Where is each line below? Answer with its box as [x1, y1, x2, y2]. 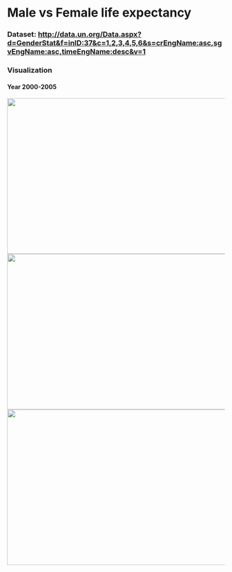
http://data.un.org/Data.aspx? [37, 30, 142, 39]
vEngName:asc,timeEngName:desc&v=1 [7, 47, 146, 57]
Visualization [7, 66, 52, 75]
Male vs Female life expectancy [7, 5, 192, 21]
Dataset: [7, 30, 37, 39]
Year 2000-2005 [7, 82, 57, 91]
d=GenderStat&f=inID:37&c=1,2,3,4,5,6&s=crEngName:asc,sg [7, 38, 222, 48]
